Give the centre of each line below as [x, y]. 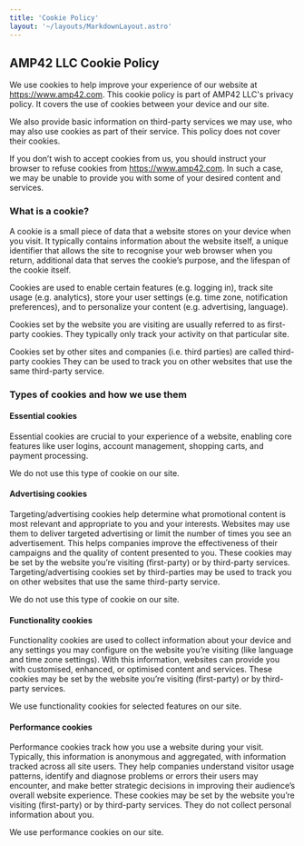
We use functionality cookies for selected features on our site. [126, 706]
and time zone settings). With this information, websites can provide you [145, 660]
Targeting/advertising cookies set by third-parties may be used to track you [151, 572]
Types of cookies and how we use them [98, 394]
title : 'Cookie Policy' [54, 18]
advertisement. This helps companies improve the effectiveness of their [144, 542]
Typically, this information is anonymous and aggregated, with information [148, 757]
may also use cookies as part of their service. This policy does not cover [145, 132]
